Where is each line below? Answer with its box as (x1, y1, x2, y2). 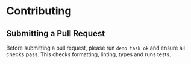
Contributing (6, 4, 72, 18)
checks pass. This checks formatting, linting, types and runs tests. (6, 51, 171, 58)
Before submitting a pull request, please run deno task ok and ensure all (6, 44, 186, 51)
